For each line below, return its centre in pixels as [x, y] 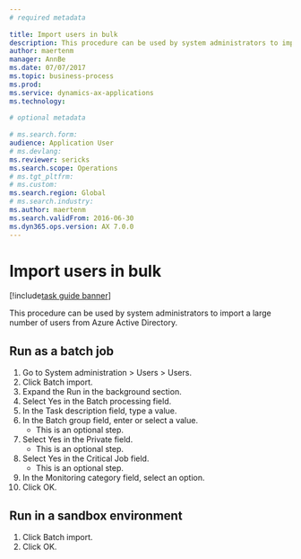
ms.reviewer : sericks [50, 160]
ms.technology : [38, 101]
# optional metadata [48, 118]
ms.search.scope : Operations [64, 168]
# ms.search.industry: [52, 202]
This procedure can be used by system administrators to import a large [140, 313]
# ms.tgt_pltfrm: [42, 176]
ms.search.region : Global [57, 193]
